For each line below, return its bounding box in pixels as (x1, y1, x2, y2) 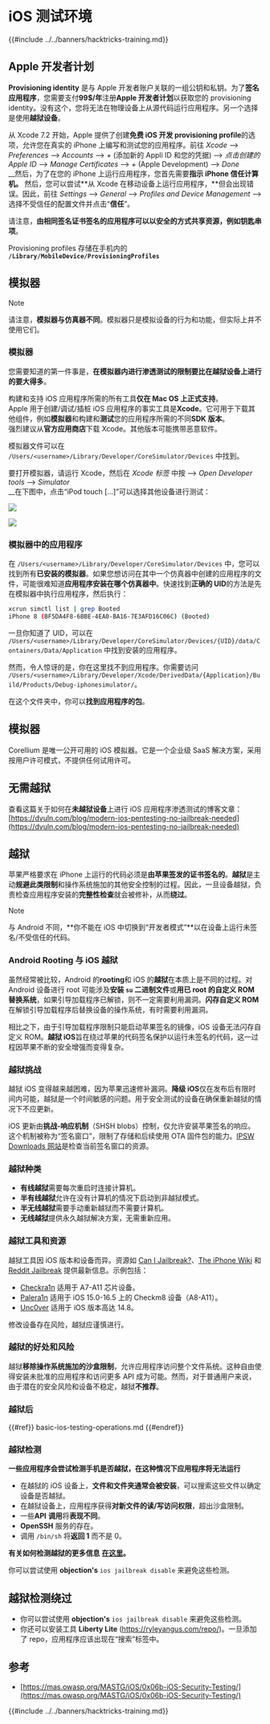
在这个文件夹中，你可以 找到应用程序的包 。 (8, 696, 149, 706)
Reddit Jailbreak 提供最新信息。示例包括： (8, 1265, 149, 1275)
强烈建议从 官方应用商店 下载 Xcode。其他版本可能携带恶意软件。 (8, 423, 223, 433)
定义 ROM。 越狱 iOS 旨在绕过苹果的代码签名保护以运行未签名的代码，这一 (8, 1032, 252, 1041)
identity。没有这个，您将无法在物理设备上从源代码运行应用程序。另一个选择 (8, 102, 259, 113)
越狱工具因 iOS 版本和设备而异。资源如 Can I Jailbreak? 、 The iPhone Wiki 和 (8, 1255, 262, 1264)
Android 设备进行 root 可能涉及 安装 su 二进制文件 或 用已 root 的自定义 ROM (8, 984, 255, 994)
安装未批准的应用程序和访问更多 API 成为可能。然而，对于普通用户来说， (14, 1371, 256, 1381)
